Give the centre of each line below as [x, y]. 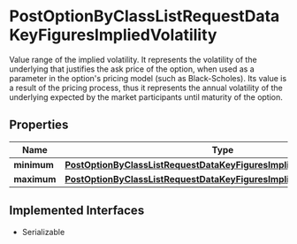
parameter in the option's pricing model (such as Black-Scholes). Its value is [148, 78]
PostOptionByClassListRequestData [145, 16]
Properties [39, 125]
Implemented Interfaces [77, 211]
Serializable [43, 232]
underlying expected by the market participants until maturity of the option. [146, 97]
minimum [34, 164]
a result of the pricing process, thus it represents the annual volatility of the [146, 88]
